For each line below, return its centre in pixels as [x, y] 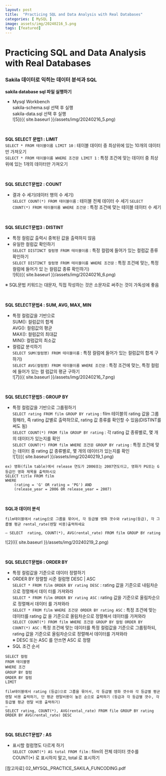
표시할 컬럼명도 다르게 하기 [38, 745]
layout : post [19, 10]
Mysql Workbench [31, 101]
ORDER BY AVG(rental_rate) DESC [38, 715]
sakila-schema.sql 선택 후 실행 [43, 107]
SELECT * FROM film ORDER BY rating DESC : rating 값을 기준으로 [77, 585]
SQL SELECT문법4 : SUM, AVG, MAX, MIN [48, 305]
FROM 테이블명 [18, 662]
